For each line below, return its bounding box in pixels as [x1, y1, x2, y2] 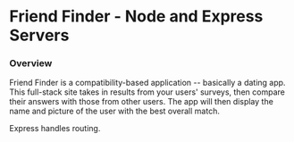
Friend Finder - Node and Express [9, 6, 264, 27]
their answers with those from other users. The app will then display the [9, 96, 274, 107]
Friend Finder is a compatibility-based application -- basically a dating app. [9, 78, 286, 88]
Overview [9, 57, 53, 70]
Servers [9, 25, 70, 46]
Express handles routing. [9, 123, 101, 134]
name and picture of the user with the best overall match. [9, 105, 221, 117]
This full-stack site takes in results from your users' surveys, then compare [9, 87, 286, 97]
